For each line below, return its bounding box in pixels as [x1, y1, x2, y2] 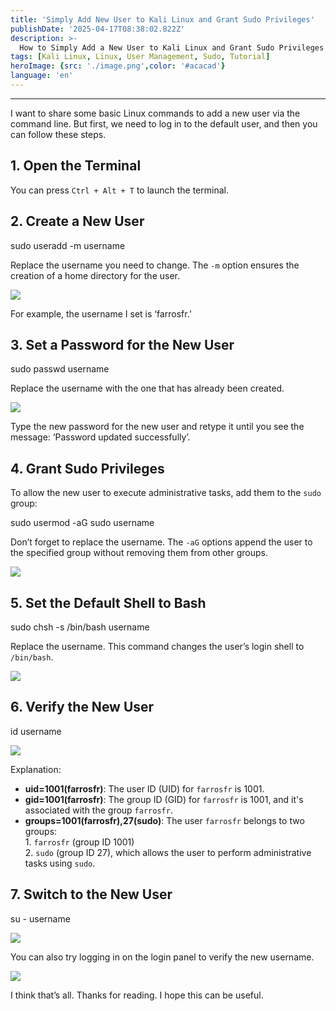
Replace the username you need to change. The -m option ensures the [10, 259, 300, 271]
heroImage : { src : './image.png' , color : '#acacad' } [10, 61, 226, 71]
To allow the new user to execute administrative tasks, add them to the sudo [10, 487, 322, 499]
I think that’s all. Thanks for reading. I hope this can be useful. [10, 989, 264, 1001]
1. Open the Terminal [10, 157, 142, 175]
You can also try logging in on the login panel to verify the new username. [10, 951, 315, 963]
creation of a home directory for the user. [10, 269, 181, 281]
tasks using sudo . [24, 857, 96, 869]
